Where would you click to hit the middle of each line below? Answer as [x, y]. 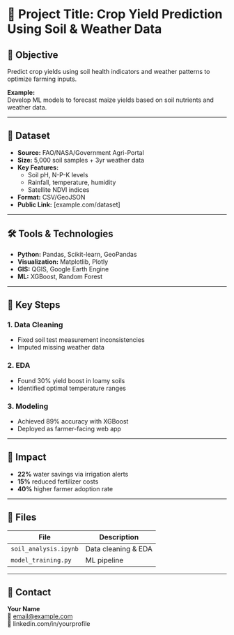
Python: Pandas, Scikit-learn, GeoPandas [77, 254]
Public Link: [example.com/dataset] [69, 204]
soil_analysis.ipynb [45, 548]
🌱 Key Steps [34, 305]
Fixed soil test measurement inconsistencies [81, 340]
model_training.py [41, 560]
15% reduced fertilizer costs [58, 481]
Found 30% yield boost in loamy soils [71, 380]
